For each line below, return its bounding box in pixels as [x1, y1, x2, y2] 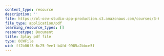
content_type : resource [5, 7, 54, 12]
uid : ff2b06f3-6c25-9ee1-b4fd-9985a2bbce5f [5, 43, 95, 48]
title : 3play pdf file [5, 35, 51, 39]
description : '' [5, 12, 38, 17]
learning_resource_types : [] [5, 25, 64, 30]
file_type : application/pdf [5, 20, 62, 26]
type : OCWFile [5, 39, 34, 44]
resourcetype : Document [5, 30, 54, 35]
